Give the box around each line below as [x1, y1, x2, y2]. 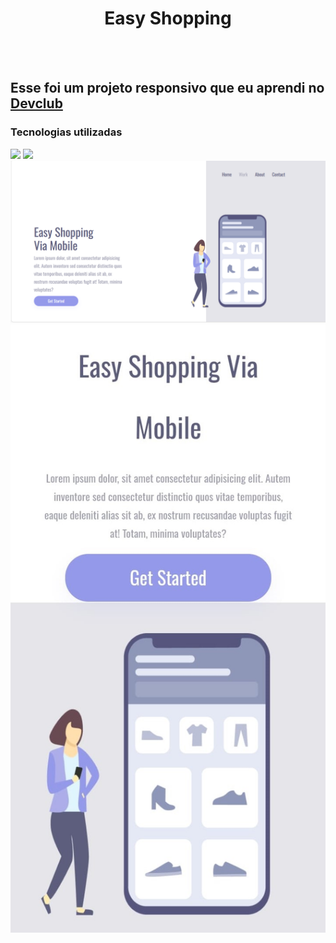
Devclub [10, 95, 63, 112]
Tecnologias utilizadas [10, 125, 123, 139]
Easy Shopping [104, 7, 232, 30]
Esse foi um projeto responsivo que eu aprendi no [10, 80, 325, 97]
